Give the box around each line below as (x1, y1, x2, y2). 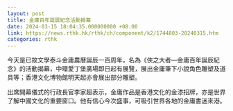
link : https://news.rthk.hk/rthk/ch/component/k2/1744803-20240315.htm (7, 29, 218, 37)
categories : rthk (7, 36, 58, 43)
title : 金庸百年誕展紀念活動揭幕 (7, 17, 92, 24)
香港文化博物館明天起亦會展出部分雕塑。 (25, 74, 141, 82)
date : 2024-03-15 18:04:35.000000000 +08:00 (7, 23, 138, 30)
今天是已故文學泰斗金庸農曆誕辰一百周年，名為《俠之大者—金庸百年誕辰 (7, 56, 214, 65)
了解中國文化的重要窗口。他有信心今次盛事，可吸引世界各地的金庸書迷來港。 (7, 96, 226, 105)
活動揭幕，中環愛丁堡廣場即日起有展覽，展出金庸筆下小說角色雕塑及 (25, 65, 220, 73)
